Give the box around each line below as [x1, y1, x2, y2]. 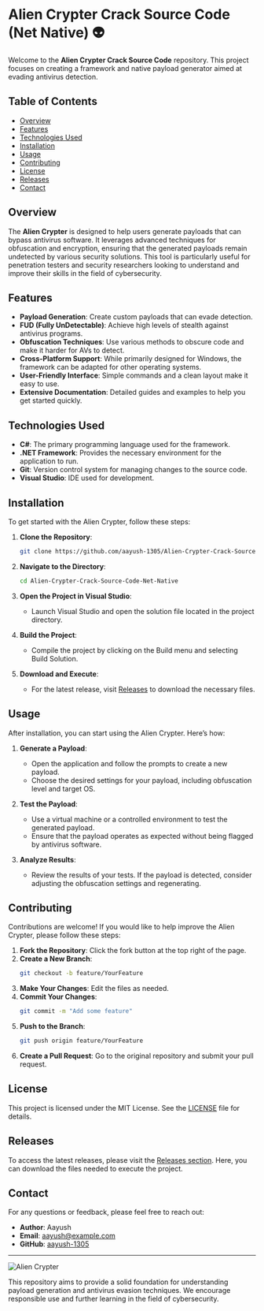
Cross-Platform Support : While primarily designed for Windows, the [19, 354, 242, 363]
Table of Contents [8, 95, 98, 108]
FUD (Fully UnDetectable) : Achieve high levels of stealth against [19, 321, 229, 330]
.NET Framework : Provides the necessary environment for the [19, 448, 222, 458]
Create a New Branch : [19, 954, 93, 963]
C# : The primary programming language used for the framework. [19, 440, 230, 449]
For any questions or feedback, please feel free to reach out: [8, 1208, 204, 1217]
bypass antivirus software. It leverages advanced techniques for [8, 235, 216, 244]
